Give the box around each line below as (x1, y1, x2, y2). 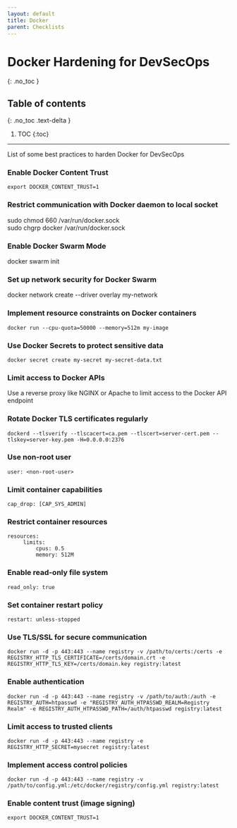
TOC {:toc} (17, 130, 49, 138)
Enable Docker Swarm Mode (7, 241, 107, 251)
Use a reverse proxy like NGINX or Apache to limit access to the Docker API (7, 389, 227, 397)
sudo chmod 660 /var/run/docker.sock (7, 216, 120, 224)
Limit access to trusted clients (7, 722, 113, 731)
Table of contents (7, 97, 86, 109)
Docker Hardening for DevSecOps (7, 54, 210, 70)
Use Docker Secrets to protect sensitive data (7, 340, 164, 350)
